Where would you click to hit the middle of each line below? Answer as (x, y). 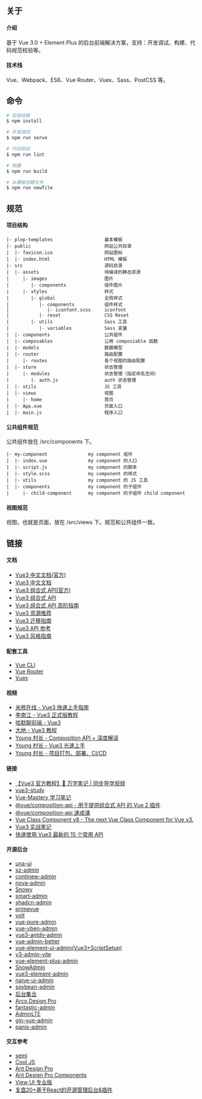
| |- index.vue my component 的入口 (72, 461)
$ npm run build (27, 171)
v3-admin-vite (33, 954)
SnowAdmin (30, 967)
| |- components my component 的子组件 (74, 487)
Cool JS (25, 1062)
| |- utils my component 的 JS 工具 (77, 480)
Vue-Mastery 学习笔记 (43, 797)
